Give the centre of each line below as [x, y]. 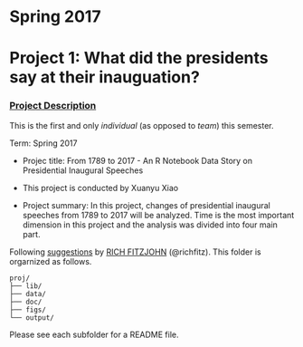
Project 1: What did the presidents [139, 58]
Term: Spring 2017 [43, 143]
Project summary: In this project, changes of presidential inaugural [147, 205]
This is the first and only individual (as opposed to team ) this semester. [142, 125]
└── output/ [32, 318]
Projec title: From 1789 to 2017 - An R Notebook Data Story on [137, 160]
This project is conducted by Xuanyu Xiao [100, 188]
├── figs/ [28, 310]
